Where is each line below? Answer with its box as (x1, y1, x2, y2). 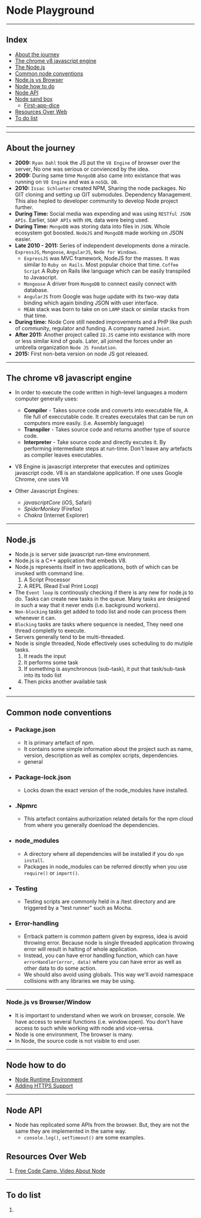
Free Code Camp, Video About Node (14, 1167, 106, 1175)
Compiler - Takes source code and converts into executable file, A (23, 407, 188, 414)
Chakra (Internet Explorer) (23, 512, 89, 519)
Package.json (14, 725, 56, 734)
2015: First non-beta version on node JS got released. (14, 350, 149, 357)
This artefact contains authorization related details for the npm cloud (23, 815, 193, 822)
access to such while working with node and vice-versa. (14, 1024, 154, 1032)
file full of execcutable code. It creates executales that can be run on (23, 413, 193, 420)
